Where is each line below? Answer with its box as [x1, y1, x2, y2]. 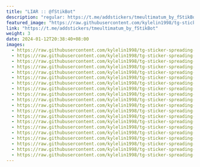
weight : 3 [6, 31, 31, 37]
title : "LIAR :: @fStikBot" [6, 8, 76, 15]
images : [6, 42, 26, 48]
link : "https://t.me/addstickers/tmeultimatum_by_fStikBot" [6, 25, 159, 31]
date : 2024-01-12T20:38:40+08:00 [6, 36, 89, 42]
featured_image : [6, 20, 46, 25]
